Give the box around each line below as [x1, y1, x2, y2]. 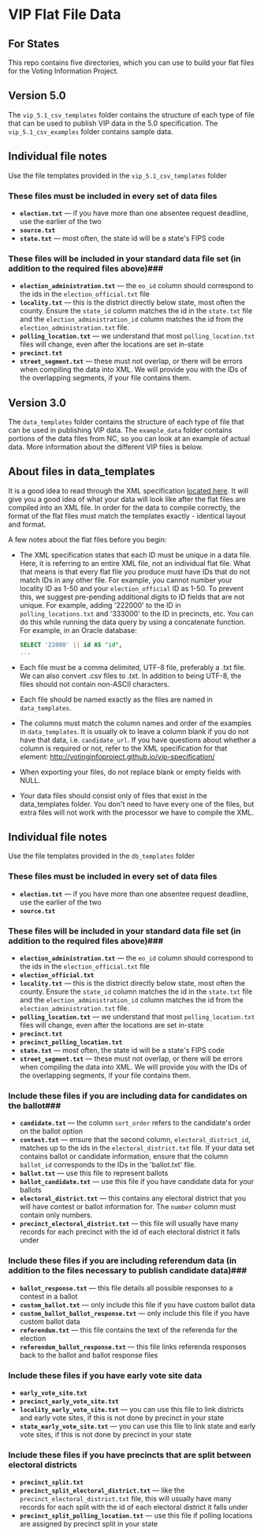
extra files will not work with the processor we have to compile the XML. [19, 807, 255, 817]
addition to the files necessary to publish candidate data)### [8, 1265, 247, 1276]
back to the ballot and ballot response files [19, 1350, 158, 1359]
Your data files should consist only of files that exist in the [19, 791, 207, 800]
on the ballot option [19, 1126, 84, 1136]
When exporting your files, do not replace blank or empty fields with [19, 767, 241, 777]
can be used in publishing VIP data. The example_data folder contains [8, 425, 232, 435]
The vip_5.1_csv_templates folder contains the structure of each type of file [8, 110, 255, 119]
